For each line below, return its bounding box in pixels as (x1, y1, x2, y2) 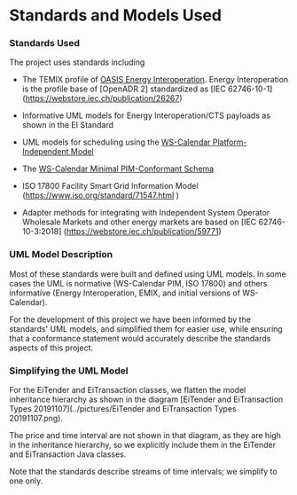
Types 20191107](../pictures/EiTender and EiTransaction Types (9, 404, 237, 414)
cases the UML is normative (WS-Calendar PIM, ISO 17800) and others (9, 278, 268, 288)
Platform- (212, 137, 247, 147)
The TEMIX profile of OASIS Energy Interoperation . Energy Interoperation (21, 75, 289, 85)
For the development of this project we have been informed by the (9, 314, 251, 325)
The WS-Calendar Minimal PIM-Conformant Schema (21, 163, 215, 174)
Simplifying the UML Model (9, 365, 129, 377)
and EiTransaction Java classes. (9, 449, 127, 460)
